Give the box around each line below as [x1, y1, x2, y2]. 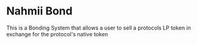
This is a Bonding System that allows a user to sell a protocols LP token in [6, 24, 191, 31]
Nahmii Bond [6, 4, 73, 18]
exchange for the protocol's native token [6, 30, 109, 37]
